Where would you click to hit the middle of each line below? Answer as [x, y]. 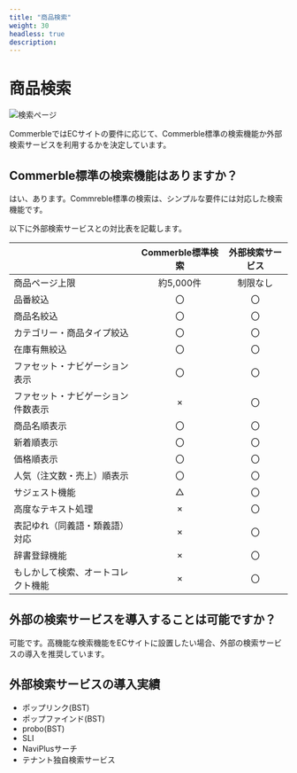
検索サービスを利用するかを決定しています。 [90, 145]
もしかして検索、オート [62, 572]
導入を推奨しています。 [67, 653]
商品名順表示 [41, 426]
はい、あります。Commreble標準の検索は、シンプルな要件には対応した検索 [146, 199]
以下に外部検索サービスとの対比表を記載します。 [98, 228]
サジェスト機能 [45, 492]
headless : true [37, 34]
